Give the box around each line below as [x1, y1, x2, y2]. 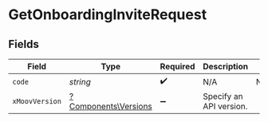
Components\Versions [69, 101, 153, 112]
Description [203, 61, 249, 72]
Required [160, 61, 195, 72]
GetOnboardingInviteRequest [8, 6, 207, 24]
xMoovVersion [12, 97, 62, 105]
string [69, 76, 92, 87]
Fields [8, 37, 40, 51]
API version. [203, 101, 248, 112]
